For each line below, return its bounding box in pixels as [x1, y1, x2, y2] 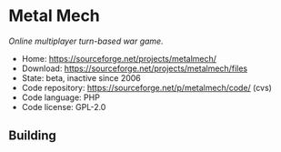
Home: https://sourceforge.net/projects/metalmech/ [21, 53, 217, 64]
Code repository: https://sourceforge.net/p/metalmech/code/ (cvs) [21, 82, 272, 93]
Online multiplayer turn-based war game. [8, 35, 165, 46]
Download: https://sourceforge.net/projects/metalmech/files [21, 63, 247, 74]
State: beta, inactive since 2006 [21, 72, 142, 83]
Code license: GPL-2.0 [21, 101, 106, 112]
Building [8, 128, 56, 144]
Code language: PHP [21, 92, 101, 103]
